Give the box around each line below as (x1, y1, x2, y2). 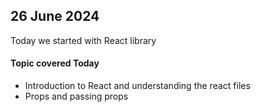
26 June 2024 (10, 8, 100, 25)
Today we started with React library (10, 34, 157, 46)
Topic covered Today (10, 57, 100, 69)
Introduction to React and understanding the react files (24, 80, 251, 92)
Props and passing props (24, 90, 129, 103)
